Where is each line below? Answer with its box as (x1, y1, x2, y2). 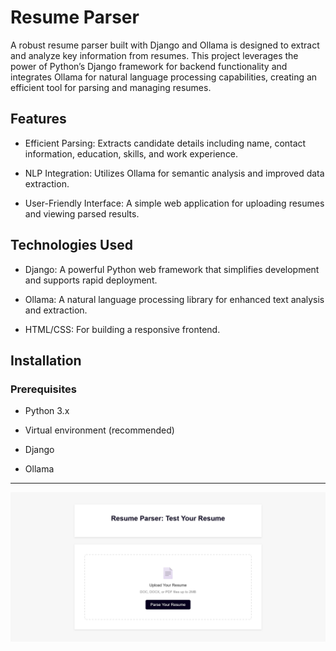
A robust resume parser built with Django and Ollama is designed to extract (10, 39, 320, 51)
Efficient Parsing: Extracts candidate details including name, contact (24, 137, 307, 149)
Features (10, 111, 67, 128)
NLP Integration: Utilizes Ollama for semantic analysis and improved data (24, 167, 325, 179)
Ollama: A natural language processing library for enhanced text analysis (24, 293, 325, 305)
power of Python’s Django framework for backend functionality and (10, 60, 288, 72)
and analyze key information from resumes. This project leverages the (10, 49, 299, 61)
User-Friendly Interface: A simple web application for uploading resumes (24, 197, 325, 209)
